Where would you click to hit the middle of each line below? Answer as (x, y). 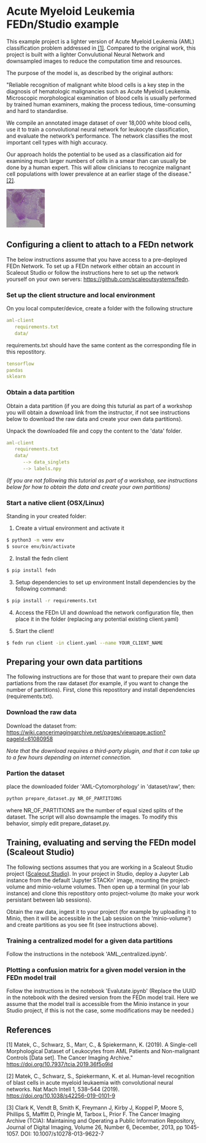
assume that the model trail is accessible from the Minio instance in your (98, 1004)
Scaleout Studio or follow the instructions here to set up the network (93, 272)
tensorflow (20, 364)
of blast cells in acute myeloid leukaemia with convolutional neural (90, 1083)
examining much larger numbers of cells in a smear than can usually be (97, 160)
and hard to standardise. (37, 111)
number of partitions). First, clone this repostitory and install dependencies (101, 690)
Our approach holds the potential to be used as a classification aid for (94, 154)
